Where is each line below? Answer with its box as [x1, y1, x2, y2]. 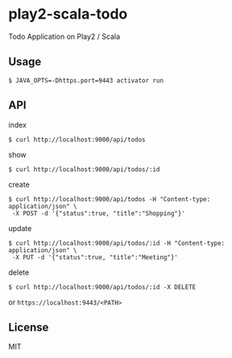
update [8, 223, 32, 233]
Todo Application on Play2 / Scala [8, 32, 121, 41]
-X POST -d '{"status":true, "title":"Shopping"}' [11, 209, 185, 217]
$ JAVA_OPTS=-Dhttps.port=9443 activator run [8, 76, 164, 85]
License [8, 320, 49, 334]
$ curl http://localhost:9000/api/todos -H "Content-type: [8, 195, 211, 203]
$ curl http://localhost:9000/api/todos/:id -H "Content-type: [8, 239, 226, 247]
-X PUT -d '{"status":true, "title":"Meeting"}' [11, 253, 179, 261]
